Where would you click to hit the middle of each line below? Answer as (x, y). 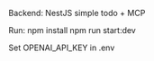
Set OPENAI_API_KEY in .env (62, 48)
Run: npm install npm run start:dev (72, 30)
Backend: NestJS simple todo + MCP (77, 13)
